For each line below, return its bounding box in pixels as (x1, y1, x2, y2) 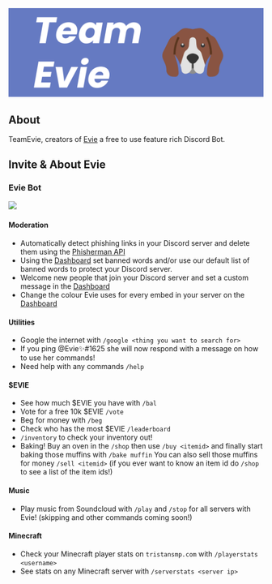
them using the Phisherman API (19, 247, 125, 256)
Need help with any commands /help (19, 362, 144, 371)
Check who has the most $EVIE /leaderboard (19, 424, 172, 434)
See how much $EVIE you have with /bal (19, 398, 157, 408)
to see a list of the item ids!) (19, 467, 113, 477)
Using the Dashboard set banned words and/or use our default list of (19, 255, 250, 265)
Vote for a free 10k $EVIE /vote (19, 406, 124, 417)
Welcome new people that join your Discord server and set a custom (19, 273, 249, 282)
